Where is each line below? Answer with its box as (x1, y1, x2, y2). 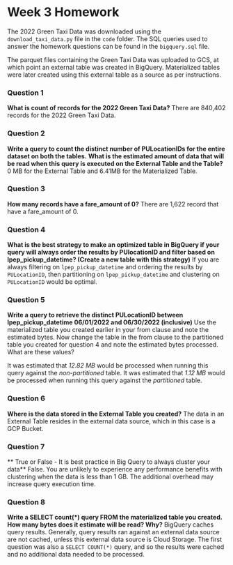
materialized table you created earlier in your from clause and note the (7, 326, 209, 334)
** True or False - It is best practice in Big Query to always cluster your (7, 458, 210, 466)
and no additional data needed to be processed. (7, 550, 145, 559)
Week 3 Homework (7, 4, 120, 20)
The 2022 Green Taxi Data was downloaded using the (7, 27, 162, 36)
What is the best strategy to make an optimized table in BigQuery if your (7, 241, 220, 249)
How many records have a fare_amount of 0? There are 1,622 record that (7, 199, 219, 208)
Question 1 (7, 88, 44, 98)
